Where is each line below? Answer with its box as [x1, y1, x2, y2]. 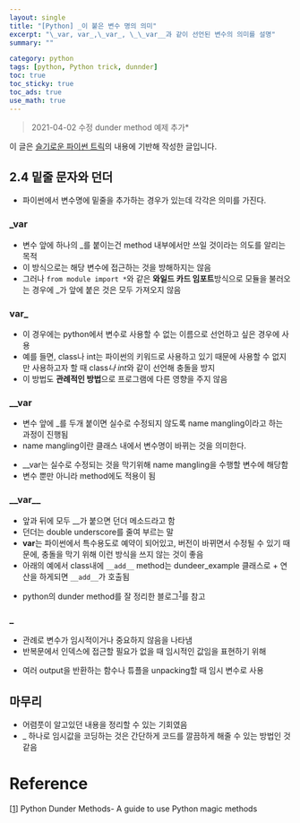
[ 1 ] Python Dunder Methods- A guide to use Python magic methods [9, 803, 258, 814]
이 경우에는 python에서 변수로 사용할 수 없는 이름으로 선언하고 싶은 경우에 [21, 328, 280, 339]
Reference [9, 774, 88, 794]
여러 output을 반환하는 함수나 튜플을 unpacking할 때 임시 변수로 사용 [21, 665, 264, 676]
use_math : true [9, 96, 66, 105]
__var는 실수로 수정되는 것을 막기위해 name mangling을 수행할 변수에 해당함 [21, 459, 289, 471]
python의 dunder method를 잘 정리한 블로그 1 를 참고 [21, 589, 206, 602]
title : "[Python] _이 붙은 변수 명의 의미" [9, 22, 158, 30]
